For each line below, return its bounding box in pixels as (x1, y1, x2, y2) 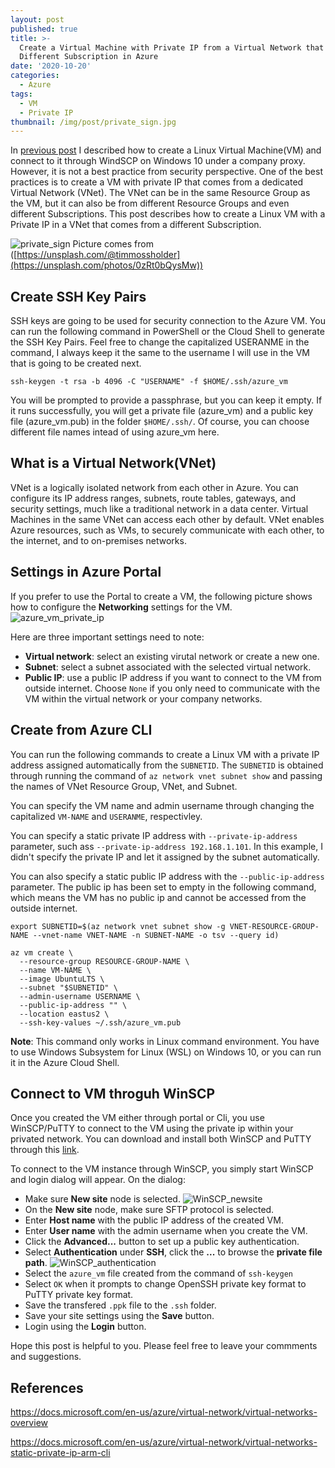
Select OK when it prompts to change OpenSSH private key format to (24, 1278, 307, 1290)
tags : (10, 89, 33, 99)
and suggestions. (10, 1351, 82, 1363)
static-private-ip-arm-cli (10, 1447, 111, 1459)
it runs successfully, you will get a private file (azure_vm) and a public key (10, 405, 314, 417)
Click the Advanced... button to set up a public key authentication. (24, 1236, 300, 1248)
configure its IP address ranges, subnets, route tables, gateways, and (10, 492, 297, 504)
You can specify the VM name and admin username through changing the (10, 799, 315, 811)
